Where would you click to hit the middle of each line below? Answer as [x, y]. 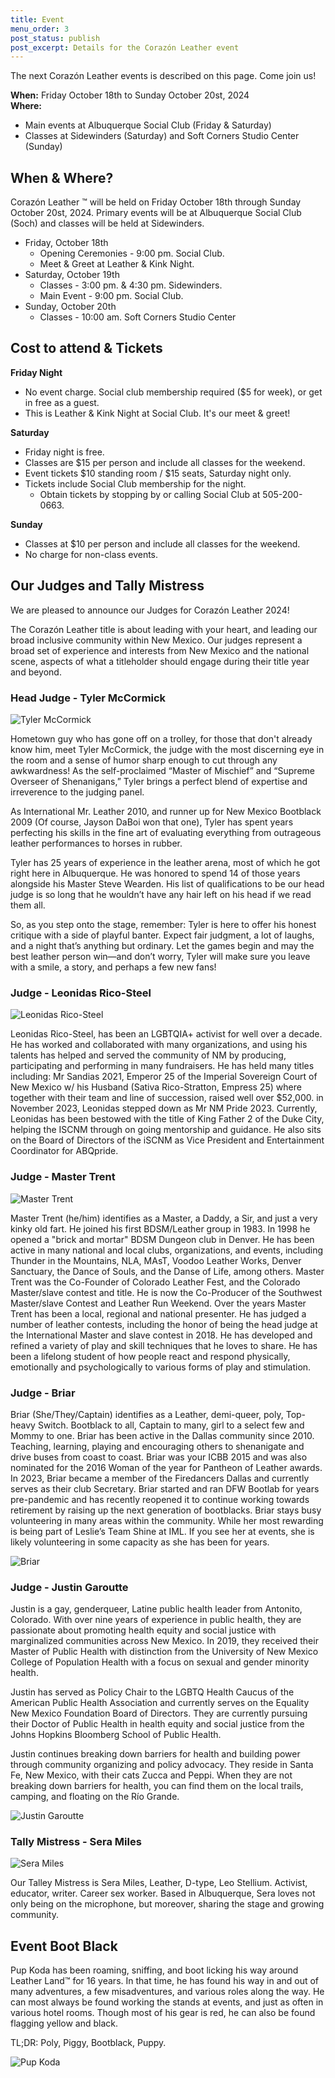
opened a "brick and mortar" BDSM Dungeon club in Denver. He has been [162, 1239]
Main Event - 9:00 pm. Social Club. [111, 296]
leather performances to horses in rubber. [96, 843]
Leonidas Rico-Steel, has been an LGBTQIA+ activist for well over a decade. [166, 1034]
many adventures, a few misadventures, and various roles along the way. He [167, 1992]
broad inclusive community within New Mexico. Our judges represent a [156, 640]
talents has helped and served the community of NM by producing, [148, 1055]
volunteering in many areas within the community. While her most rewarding [167, 1520]
